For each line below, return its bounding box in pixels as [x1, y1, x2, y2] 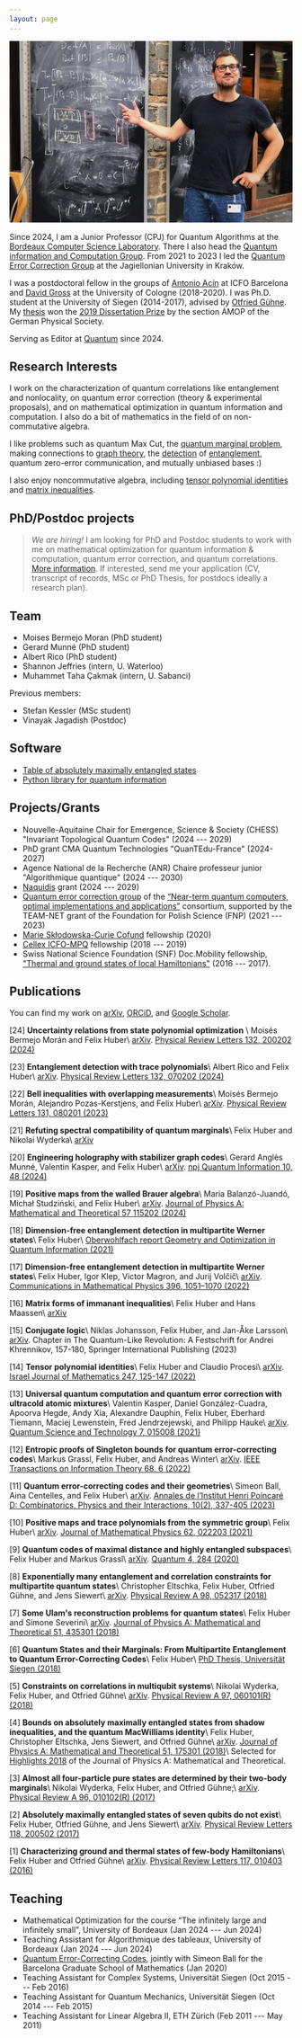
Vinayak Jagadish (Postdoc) [22, 715, 128, 725]
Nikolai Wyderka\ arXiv [9, 1135, 94, 1145]
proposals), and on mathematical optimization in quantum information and [9, 402, 283, 413]
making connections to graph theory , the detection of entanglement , [9, 448, 262, 458]
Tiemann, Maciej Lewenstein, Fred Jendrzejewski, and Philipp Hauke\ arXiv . [9, 1417, 289, 1428]
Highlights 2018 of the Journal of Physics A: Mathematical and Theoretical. [9, 1756, 287, 1767]
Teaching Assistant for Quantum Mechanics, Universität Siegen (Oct [22, 1991, 276, 2002]
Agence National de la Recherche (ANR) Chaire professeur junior [22, 862, 263, 873]
